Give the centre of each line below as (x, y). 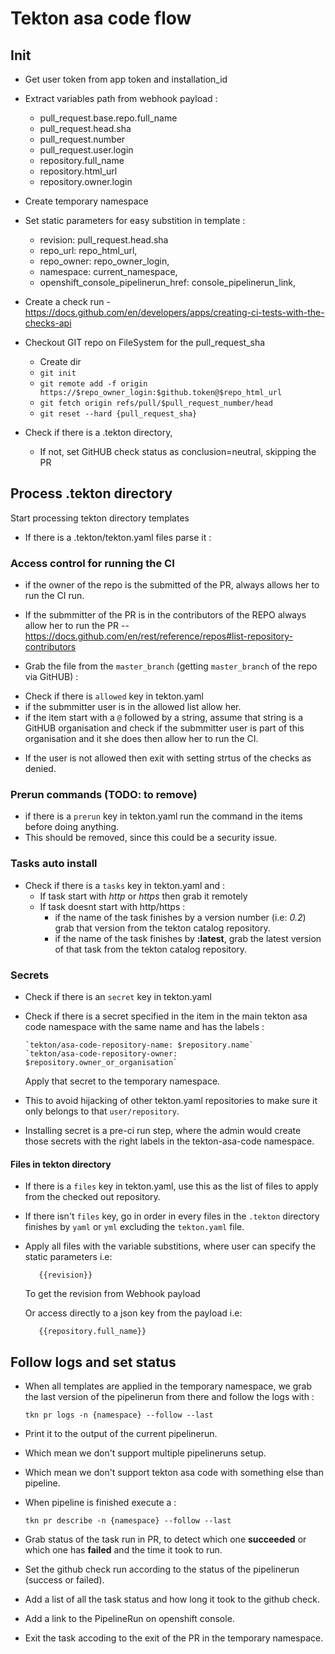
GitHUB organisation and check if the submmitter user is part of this (164, 728)
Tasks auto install (54, 864)
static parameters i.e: (68, 1257)
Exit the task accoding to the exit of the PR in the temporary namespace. (174, 1638)
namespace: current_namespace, (108, 271)
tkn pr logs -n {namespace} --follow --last (119, 1415)
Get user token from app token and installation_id (126, 79)
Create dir (60, 361)
